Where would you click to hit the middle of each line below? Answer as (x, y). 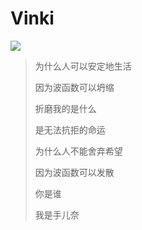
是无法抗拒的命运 (70, 129)
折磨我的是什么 (65, 108)
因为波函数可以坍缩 (74, 87)
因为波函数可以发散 (74, 172)
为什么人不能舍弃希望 (78, 151)
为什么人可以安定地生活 (83, 66)
